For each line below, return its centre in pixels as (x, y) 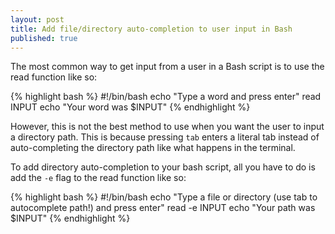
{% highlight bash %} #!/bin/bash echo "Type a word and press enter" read (166, 97)
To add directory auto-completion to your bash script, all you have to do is (163, 167)
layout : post (37, 19)
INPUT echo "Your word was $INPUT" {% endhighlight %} (130, 107)
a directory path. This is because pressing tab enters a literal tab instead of (165, 137)
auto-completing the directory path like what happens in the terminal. (153, 148)
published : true (44, 38)
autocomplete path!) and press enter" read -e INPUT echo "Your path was (163, 208)
